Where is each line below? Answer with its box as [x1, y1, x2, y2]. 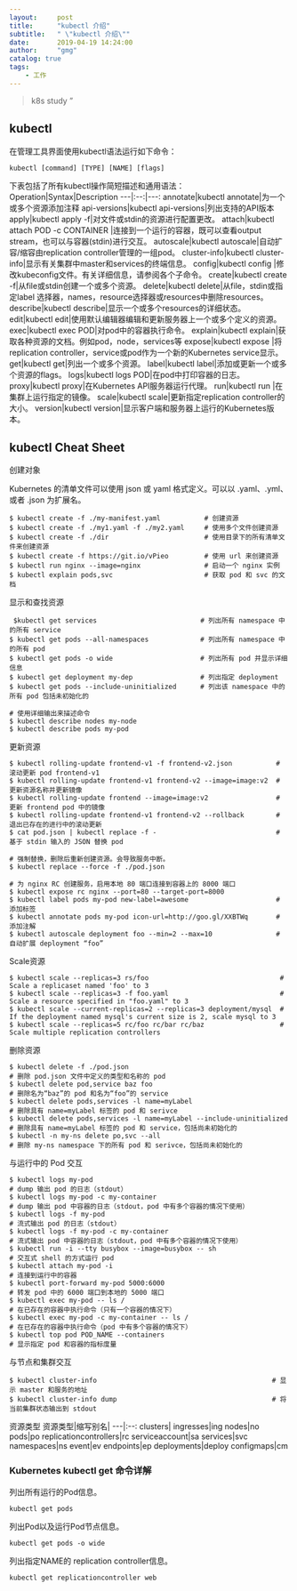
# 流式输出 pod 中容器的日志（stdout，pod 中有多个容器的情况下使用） [9, 1237, 243, 1246]
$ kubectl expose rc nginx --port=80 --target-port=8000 [9, 888, 225, 896]
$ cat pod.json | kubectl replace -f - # [9, 828, 280, 837]
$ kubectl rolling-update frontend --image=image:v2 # [9, 793, 280, 803]
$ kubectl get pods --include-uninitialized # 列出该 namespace [9, 682, 269, 692]
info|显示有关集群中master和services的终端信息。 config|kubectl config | [9, 258, 277, 269]
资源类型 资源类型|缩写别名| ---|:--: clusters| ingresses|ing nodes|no [9, 1421, 260, 1432]
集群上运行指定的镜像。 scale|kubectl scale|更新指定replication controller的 [9, 391, 285, 402]
